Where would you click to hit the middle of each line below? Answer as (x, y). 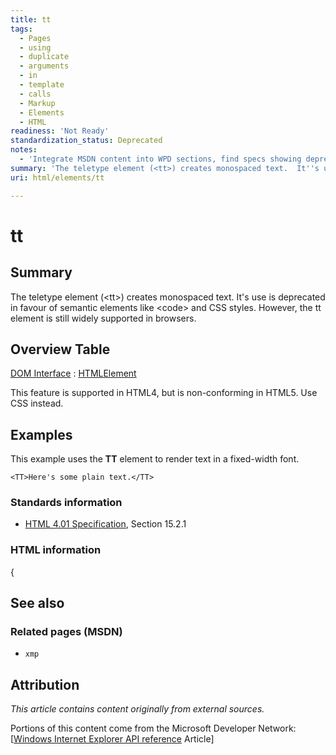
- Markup (37, 103)
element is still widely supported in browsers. (103, 318)
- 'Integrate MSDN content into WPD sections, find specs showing (160, 159)
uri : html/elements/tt (57, 177)
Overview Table (60, 349)
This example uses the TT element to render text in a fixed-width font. (155, 459)
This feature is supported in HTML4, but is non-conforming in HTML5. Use (164, 393)
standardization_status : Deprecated (86, 141)
